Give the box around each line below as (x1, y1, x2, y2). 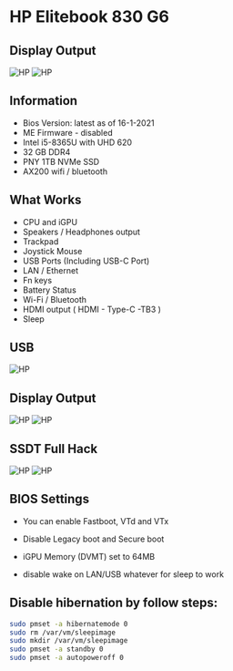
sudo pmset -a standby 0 (9, 645, 104, 654)
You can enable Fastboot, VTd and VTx (22, 515, 169, 526)
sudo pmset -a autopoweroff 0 (9, 654, 125, 663)
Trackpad (22, 235, 59, 247)
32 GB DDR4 (22, 146, 71, 157)
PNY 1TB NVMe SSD (22, 156, 100, 167)
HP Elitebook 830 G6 (9, 6, 170, 27)
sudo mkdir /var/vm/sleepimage (9, 636, 128, 645)
